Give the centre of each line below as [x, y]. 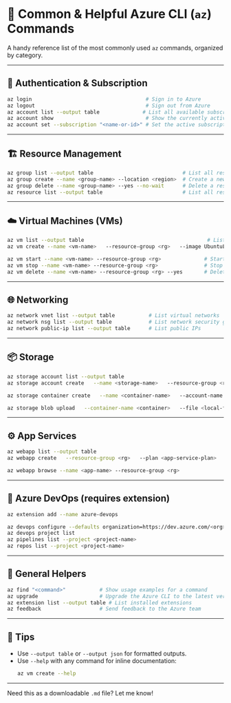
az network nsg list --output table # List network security [113, 322]
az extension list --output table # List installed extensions [100, 602]
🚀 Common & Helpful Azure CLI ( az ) [109, 14]
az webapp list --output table [52, 452]
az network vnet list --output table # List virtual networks [113, 316]
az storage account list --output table [66, 376]
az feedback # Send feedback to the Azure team [104, 609]
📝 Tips [21, 637]
